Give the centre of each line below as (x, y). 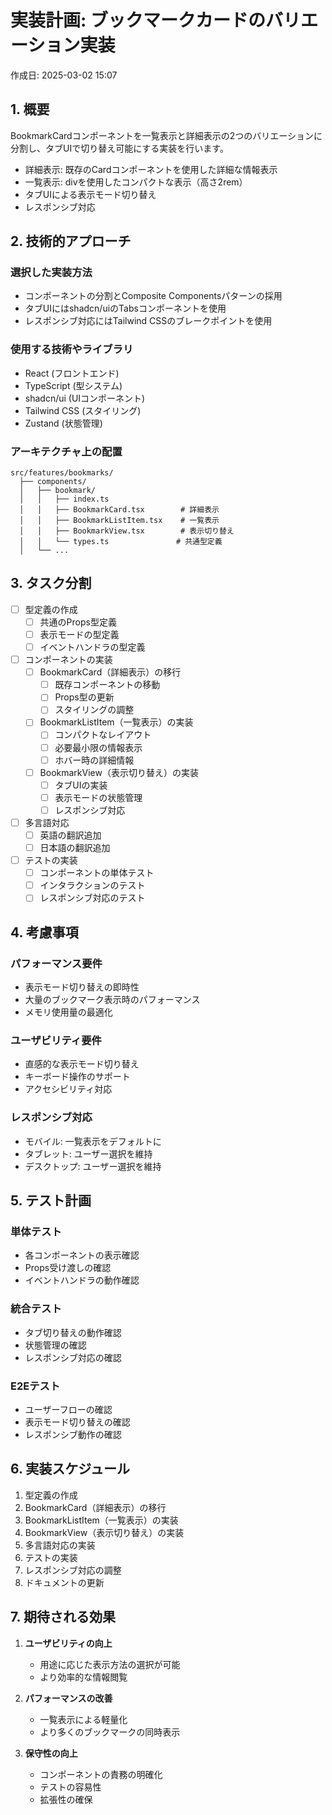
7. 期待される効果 (63, 1617)
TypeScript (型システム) (73, 385)
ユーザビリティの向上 (68, 1643)
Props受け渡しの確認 (68, 1268)
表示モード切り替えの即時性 (82, 987)
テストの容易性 (70, 1787)
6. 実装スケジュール (70, 1469)
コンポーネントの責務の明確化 (101, 1774)
